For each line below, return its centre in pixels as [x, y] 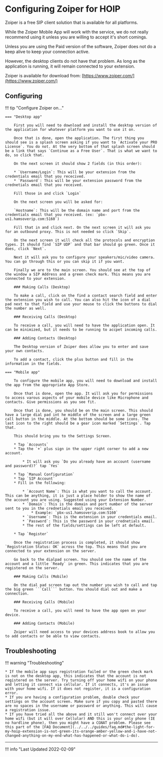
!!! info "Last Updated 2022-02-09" [41, 749]
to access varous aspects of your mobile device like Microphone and [77, 397]
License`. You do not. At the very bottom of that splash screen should [80, 146]
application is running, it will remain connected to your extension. [70, 66]
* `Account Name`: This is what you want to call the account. [88, 491]
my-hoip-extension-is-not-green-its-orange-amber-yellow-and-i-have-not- [81, 731]
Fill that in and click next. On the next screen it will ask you [82, 227]
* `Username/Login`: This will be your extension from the [75, 172]
